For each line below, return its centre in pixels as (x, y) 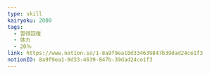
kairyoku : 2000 (30, 20)
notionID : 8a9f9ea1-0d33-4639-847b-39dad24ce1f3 (80, 60)
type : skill (25, 14)
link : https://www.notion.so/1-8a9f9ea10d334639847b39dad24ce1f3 (105, 54)
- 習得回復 (27, 33)
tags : (15, 27)
